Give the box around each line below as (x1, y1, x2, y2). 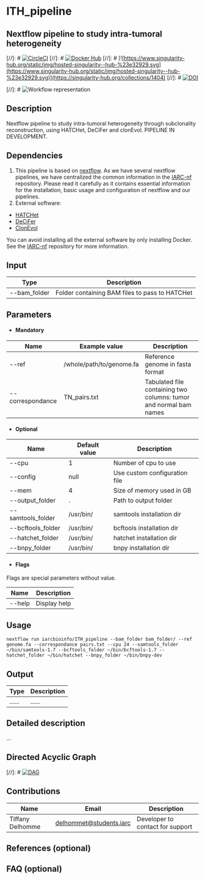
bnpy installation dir (113, 543, 170, 552)
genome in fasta (145, 360, 192, 368)
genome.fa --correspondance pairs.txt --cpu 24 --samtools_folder (6, 641, 179, 648)
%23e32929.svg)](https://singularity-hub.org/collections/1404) (6, 74, 166, 81)
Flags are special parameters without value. (6, 574, 116, 582)
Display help (35, 599, 71, 608)
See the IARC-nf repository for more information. (6, 242, 129, 250)
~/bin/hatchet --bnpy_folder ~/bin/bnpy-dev (47, 652, 163, 658)
